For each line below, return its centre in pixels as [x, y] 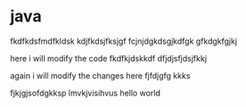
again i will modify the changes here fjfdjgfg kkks [100, 75]
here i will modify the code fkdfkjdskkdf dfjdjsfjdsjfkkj [109, 58]
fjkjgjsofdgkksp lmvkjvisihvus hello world [86, 93]
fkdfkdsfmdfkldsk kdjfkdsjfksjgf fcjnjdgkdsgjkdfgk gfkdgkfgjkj [124, 41]
